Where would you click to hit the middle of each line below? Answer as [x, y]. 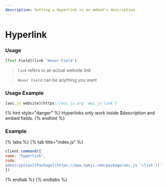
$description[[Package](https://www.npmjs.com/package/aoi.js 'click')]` [84, 165]
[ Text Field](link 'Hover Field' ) [41, 61]
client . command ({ [23, 151]
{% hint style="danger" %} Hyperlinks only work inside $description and [80, 113]
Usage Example [24, 93]
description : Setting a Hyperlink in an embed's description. [71, 10]
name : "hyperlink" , [25, 156]
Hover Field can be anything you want [57, 80]
